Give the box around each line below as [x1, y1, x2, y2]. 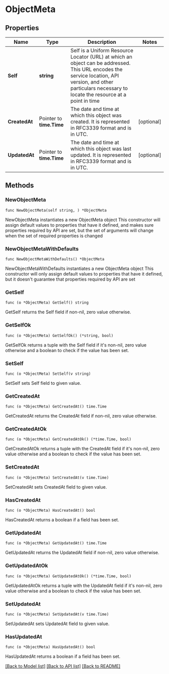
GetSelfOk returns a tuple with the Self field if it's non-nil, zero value [5, 342, 147, 348]
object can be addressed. [70, 59, 131, 66]
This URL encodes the [70, 66, 123, 73]
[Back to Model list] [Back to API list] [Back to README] [5, 663, 121, 669]
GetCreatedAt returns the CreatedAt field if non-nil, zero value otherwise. [5, 413, 157, 419]
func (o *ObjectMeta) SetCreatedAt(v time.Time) [5, 475, 109, 480]
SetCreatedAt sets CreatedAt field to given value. [5, 484, 107, 490]
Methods [5, 181, 34, 190]
